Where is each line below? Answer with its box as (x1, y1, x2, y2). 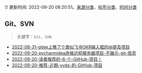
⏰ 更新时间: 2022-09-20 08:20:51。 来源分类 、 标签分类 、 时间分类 (4, 4, 137, 10)
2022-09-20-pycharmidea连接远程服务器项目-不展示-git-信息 (11, 50, 137, 56)
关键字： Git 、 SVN (16, 34, 52, 39)
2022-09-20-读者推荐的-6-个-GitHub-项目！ (11, 56, 102, 62)
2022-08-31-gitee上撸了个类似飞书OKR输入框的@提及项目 (11, 44, 130, 50)
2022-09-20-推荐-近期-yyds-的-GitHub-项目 (11, 62, 103, 68)
